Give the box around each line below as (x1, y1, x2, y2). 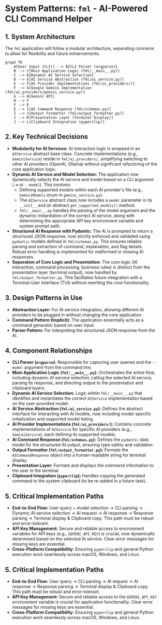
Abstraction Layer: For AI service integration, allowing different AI (12, 306, 144, 312)
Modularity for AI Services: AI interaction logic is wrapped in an (12, 145, 140, 151)
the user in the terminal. (12, 468, 59, 473)
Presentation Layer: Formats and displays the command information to (12, 462, 154, 469)
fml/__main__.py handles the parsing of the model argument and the (19, 207, 156, 213)
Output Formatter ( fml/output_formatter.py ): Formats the (12, 447, 129, 453)
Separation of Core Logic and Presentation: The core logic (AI (12, 259, 138, 265)
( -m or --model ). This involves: (12, 182, 72, 187)
